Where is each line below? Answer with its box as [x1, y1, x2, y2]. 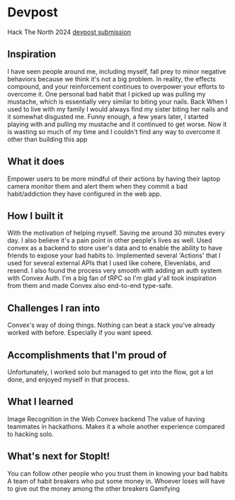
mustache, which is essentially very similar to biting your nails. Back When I [7, 97, 228, 106]
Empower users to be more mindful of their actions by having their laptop [7, 174, 221, 183]
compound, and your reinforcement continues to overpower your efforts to [7, 82, 225, 91]
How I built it [7, 210, 64, 222]
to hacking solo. [7, 430, 55, 438]
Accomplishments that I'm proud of [7, 349, 167, 361]
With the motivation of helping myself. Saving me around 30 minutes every [7, 228, 225, 238]
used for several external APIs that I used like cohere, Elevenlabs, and [7, 259, 211, 267]
